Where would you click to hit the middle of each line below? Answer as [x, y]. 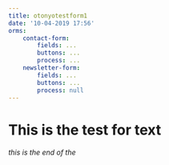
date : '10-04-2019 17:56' [51, 23]
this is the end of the [42, 152]
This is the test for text [85, 130]
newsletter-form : [52, 68]
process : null [60, 90]
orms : [17, 30]
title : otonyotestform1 [48, 16]
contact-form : [46, 38]
